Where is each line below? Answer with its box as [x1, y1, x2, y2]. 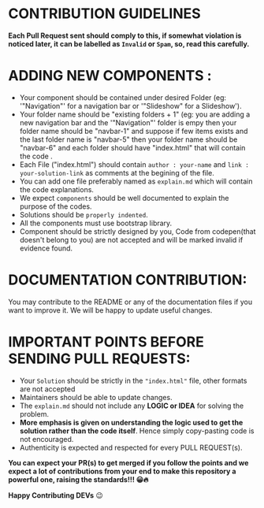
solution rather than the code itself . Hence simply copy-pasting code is [19, 426, 255, 436]
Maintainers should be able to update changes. [19, 392, 173, 402]
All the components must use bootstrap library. [19, 218, 173, 228]
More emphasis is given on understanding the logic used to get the [19, 417, 244, 427]
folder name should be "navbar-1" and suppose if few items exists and [19, 126, 248, 135]
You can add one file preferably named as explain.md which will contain [19, 176, 254, 186]
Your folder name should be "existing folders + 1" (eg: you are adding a [19, 109, 251, 119]
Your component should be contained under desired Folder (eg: [19, 92, 227, 102]
